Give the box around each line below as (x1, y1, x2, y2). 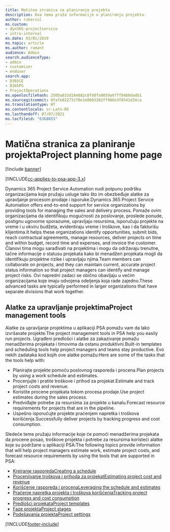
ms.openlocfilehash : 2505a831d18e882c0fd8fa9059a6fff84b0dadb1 (5, 93, 142, 98)
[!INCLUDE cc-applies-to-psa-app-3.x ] (5, 176, 86, 182)
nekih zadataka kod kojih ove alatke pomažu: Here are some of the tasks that (5, 352, 165, 358)
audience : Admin (5, 50, 40, 55)
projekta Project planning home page (5, 149, 162, 160)
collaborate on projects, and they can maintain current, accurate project (5, 261, 156, 267)
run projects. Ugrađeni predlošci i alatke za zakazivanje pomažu (5, 335, 140, 342)
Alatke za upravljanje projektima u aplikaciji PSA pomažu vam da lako (5, 324, 150, 331)
